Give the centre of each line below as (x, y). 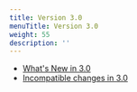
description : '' (40, 43)
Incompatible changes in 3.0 (75, 78)
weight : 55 (30, 34)
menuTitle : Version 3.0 (54, 26)
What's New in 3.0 (57, 69)
